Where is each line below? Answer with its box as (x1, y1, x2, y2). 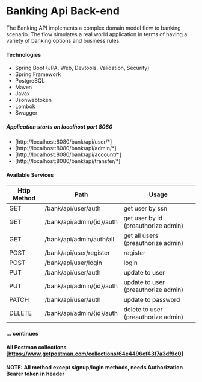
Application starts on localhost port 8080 (6, 123, 113, 130)
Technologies (6, 51, 41, 58)
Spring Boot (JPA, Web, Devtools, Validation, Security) (14, 65, 150, 72)
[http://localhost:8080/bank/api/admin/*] (14, 145, 117, 152)
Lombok (14, 103, 36, 110)
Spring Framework (14, 71, 61, 78)
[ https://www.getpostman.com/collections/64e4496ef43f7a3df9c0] (6, 350, 183, 357)
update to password (123, 296, 180, 304)
